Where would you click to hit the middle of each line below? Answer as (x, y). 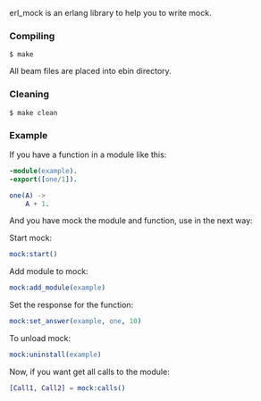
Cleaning (29, 95)
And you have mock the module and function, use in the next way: (131, 221)
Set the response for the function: (72, 305)
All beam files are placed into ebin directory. (90, 71)
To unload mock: (40, 338)
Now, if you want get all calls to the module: (89, 372)
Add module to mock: (49, 272)
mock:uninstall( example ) (55, 355)
